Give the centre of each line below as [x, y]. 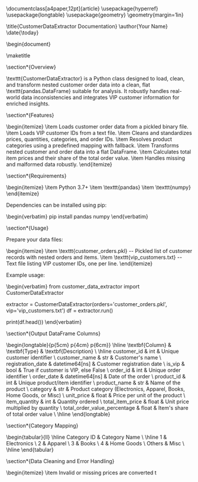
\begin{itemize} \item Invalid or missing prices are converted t [81, 473]
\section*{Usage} [27, 228]
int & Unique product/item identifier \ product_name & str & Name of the [93, 383]
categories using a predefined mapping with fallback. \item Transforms [92, 145]
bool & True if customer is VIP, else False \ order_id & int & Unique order [94, 370]
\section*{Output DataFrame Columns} [53, 333]
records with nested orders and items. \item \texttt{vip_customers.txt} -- [94, 257]
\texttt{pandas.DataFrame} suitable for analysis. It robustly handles [88, 91]
